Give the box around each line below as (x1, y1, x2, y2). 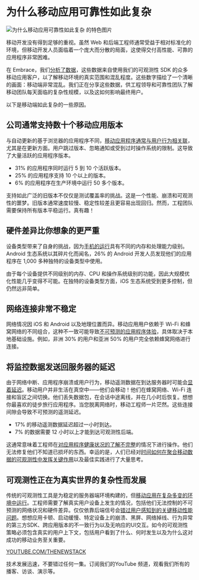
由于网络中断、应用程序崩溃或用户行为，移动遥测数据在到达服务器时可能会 (6, 379, 188, 386)
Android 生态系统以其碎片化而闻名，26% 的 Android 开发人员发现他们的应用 (6, 250, 192, 257)
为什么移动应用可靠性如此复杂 (6, 5, 152, 19)
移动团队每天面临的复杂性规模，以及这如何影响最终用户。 (6, 88, 146, 95)
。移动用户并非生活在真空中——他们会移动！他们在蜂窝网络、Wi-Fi (21, 386, 185, 393)
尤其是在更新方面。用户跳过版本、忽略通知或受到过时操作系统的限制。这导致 (6, 144, 193, 151)
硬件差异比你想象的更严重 (6, 226, 99, 236)
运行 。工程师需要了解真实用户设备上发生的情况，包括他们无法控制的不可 (16, 499, 193, 506)
